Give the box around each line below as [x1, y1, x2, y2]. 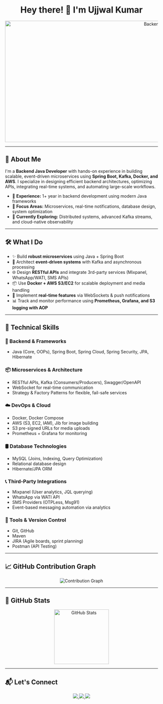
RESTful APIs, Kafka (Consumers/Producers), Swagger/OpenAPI [12, 379, 142, 385]
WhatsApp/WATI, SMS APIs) [12, 274, 69, 281]
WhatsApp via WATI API [12, 494, 60, 500]
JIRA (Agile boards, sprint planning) [12, 538, 83, 544]
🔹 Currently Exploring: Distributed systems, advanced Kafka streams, [12, 214, 153, 219]
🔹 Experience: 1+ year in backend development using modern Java [12, 193, 147, 199]
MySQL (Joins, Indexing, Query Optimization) [12, 456, 103, 462]
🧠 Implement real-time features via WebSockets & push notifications [12, 292, 150, 298]
